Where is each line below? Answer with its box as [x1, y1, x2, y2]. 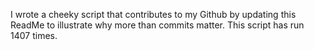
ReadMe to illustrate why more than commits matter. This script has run [10, 19, 305, 31]
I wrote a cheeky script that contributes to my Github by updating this [10, 9, 297, 20]
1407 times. [10, 30, 58, 41]
